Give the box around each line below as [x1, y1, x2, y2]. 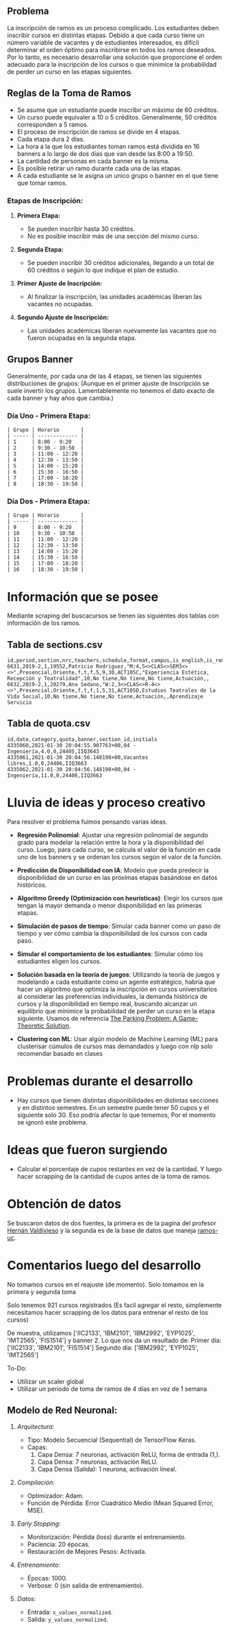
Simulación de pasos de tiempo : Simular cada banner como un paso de [16, 922, 221, 930]
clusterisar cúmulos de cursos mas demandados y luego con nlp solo [16, 1042, 214, 1050]
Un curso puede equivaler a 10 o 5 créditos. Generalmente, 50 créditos [16, 113, 217, 121]
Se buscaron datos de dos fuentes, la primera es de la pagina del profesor [7, 1219, 217, 1227]
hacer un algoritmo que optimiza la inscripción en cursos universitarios [16, 985, 218, 993]
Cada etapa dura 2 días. [16, 135, 86, 143]
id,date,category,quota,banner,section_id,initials [7, 736, 157, 743]
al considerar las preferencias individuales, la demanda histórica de [16, 992, 207, 1000]
